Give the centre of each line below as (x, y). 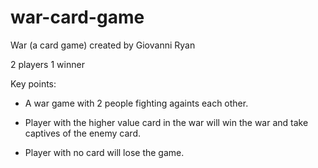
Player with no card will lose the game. (104, 152)
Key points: (33, 83)
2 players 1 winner (47, 64)
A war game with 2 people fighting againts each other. (136, 103)
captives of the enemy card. (82, 133)
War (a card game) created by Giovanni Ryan (103, 45)
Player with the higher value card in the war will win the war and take (166, 122)
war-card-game (77, 17)
